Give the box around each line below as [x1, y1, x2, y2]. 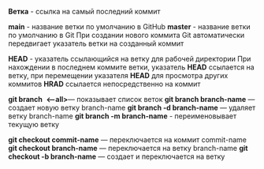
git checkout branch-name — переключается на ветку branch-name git [8, 144, 248, 152]
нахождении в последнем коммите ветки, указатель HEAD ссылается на [8, 62, 255, 72]
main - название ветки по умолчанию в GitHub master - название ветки [8, 22, 251, 31]
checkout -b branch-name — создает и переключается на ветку [8, 152, 225, 161]
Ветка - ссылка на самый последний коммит [8, 7, 161, 16]
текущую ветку [8, 120, 60, 129]
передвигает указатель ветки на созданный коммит [8, 39, 184, 48]
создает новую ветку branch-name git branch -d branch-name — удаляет [8, 103, 256, 112]
